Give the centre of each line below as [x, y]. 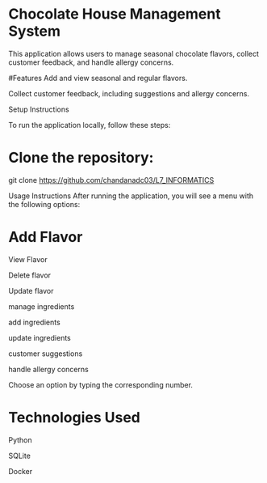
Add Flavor [46, 237]
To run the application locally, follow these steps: [90, 125]
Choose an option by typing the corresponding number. [101, 384]
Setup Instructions [39, 109]
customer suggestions [46, 354]
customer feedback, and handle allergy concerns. [91, 62]
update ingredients [40, 337]
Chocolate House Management [115, 14]
